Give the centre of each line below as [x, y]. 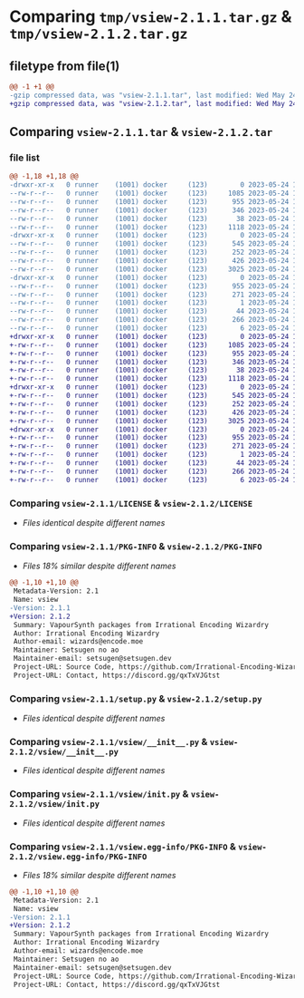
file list [25, 158]
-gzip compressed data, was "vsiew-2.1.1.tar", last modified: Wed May [147, 95]
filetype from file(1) [65, 66]
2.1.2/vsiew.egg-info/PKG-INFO [78, 857]
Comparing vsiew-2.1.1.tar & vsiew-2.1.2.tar [141, 132]
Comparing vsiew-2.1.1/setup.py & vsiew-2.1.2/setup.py [136, 698]
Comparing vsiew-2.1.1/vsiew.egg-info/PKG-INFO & [123, 847]
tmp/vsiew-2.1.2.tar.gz [99, 34]
